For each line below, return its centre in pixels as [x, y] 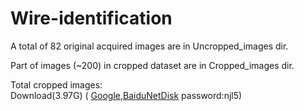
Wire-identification [91, 18]
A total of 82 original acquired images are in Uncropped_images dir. [149, 46]
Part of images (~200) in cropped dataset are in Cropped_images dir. [152, 65]
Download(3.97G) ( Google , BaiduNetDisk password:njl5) [126, 95]
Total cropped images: [56, 84]
